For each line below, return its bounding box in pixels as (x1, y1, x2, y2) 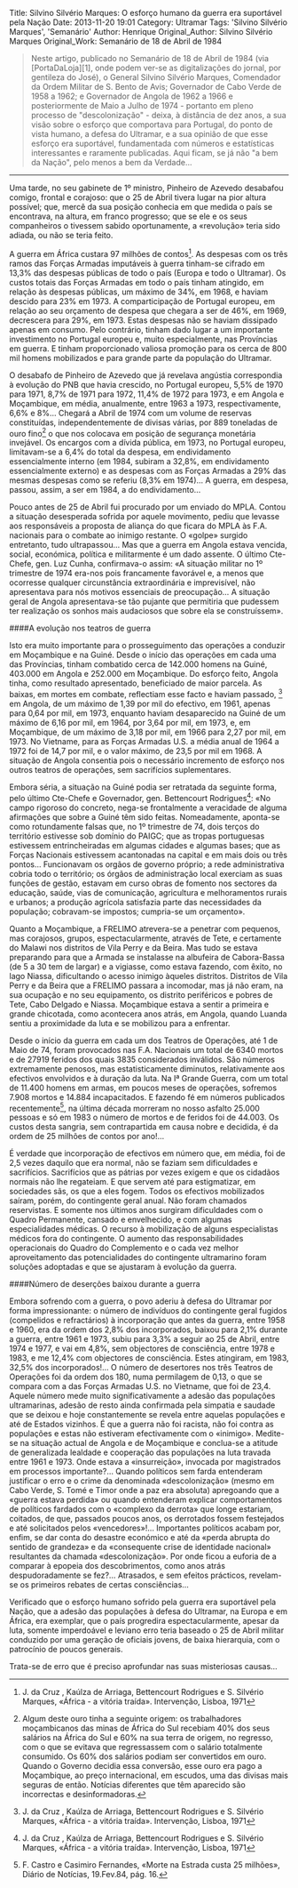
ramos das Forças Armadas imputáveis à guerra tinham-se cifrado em (9, 258, 265, 269)
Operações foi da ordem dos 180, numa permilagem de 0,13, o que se (9, 1371, 263, 1382)
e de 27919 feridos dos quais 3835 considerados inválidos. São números (9, 1054, 275, 1065)
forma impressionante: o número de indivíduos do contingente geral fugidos (9, 1306, 287, 1316)
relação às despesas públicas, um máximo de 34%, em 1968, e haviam (9, 286, 269, 297)
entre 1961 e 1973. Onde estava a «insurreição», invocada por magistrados (9, 1457, 281, 1467)
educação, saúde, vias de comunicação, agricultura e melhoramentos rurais (9, 887, 287, 897)
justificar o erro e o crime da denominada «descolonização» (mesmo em (9, 1475, 275, 1486)
